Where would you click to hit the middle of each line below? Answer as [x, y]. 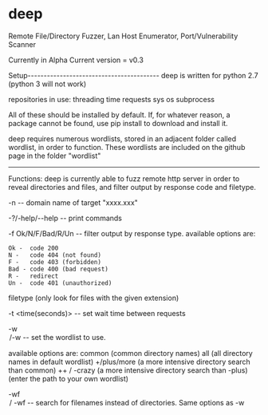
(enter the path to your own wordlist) [69, 378]
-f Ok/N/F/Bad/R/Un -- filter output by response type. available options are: [132, 233]
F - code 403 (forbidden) [55, 262]
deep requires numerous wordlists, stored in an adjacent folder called [122, 138]
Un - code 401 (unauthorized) [60, 283]
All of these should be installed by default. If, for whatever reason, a [119, 115]
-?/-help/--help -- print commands [65, 218]
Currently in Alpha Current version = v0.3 [76, 60]
